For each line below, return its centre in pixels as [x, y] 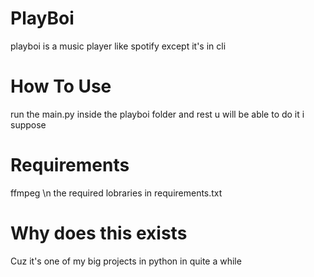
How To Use [61, 86]
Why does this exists [99, 233]
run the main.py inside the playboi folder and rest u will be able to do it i [157, 114]
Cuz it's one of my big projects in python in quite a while [126, 261]
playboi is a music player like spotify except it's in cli [118, 46]
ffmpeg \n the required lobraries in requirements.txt [116, 193]
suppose [28, 124]
